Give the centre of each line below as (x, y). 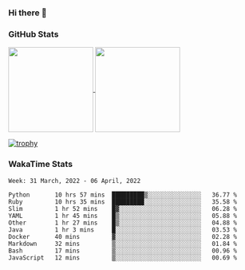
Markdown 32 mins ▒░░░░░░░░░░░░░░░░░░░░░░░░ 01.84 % (123, 244)
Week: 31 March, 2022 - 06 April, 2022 (75, 181)
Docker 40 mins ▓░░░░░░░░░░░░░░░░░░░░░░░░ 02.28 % (123, 236)
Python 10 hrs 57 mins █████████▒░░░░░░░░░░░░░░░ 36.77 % (123, 195)
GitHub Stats (34, 34)
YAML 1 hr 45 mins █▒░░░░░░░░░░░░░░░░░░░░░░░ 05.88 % (123, 216)
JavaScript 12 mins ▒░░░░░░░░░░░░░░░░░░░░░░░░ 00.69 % (123, 258)
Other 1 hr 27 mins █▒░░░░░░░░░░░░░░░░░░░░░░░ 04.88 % (123, 223)
